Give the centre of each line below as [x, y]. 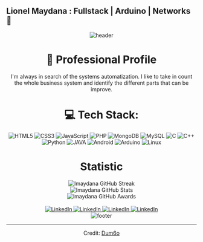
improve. [101, 89]
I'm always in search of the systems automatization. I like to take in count [101, 76]
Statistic [101, 166]
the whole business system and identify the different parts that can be [101, 83]
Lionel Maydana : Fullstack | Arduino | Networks [98, 11]
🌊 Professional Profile [101, 60]
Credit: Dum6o [101, 233]
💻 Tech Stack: [101, 115]
